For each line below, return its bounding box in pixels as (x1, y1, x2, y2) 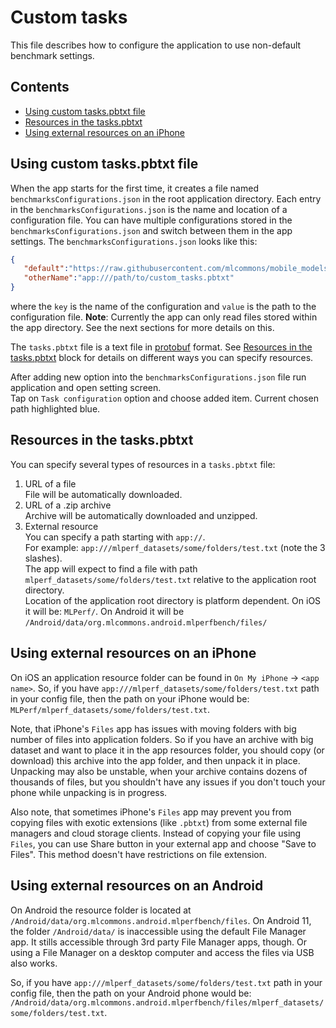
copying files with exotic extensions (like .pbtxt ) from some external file (10, 816, 308, 828)
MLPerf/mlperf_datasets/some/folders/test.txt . (10, 703, 211, 715)
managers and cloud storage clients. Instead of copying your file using (10, 827, 302, 839)
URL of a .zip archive (24, 499, 112, 511)
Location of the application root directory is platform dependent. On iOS (24, 594, 322, 606)
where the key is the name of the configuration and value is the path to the (10, 301, 317, 313)
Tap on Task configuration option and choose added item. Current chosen (10, 392, 319, 405)
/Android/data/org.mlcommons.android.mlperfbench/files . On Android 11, (10, 914, 312, 926)
